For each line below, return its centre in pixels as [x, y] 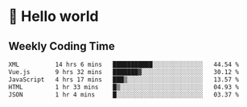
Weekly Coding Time [62, 46]
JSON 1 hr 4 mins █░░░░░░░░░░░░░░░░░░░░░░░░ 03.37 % [124, 95]
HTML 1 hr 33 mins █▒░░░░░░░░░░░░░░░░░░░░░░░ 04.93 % [124, 87]
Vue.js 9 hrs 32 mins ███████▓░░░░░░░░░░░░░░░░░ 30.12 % [124, 72]
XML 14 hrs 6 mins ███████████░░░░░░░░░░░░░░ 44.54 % [124, 64]
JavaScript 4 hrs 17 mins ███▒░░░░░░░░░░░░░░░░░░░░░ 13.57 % [124, 80]
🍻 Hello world [54, 16]
